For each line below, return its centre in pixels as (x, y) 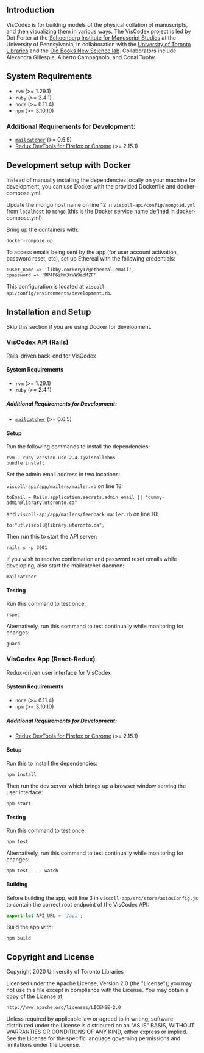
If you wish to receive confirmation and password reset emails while (92, 559)
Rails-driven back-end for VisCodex (51, 356)
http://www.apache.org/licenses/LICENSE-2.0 (64, 1008)
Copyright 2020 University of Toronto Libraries (65, 972)
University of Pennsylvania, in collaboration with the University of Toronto (99, 44)
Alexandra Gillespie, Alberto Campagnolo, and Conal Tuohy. (81, 57)
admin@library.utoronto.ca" (42, 503)
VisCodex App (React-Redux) (51, 659)
